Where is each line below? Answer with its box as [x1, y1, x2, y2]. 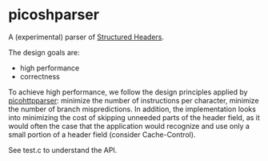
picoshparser [8, 6, 100, 24]
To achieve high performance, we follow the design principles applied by [8, 87, 248, 97]
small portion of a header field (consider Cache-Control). [8, 130, 196, 139]
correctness [19, 71, 60, 81]
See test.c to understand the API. [8, 145, 118, 155]
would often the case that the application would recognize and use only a [8, 121, 250, 131]
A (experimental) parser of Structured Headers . [8, 32, 165, 42]
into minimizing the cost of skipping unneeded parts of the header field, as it [8, 112, 260, 122]
